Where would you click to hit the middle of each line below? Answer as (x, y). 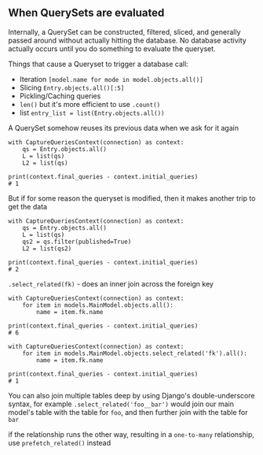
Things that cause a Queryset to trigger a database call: (98, 64)
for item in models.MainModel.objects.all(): (98, 305)
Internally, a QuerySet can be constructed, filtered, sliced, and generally (124, 31)
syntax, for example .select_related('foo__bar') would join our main (121, 404)
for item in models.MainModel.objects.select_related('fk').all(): (135, 353)
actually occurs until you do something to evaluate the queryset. (112, 48)
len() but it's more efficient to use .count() (90, 104)
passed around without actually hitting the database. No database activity (128, 40)
